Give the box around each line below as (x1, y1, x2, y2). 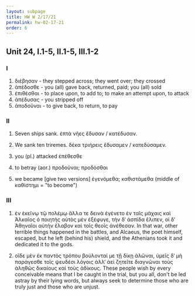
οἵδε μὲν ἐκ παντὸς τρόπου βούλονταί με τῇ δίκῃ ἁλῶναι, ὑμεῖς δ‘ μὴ (14, 252, 183, 259)
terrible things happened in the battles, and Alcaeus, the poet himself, (14, 228, 183, 235)
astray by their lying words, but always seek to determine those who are (14, 277, 189, 284)
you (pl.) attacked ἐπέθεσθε (14, 153, 83, 160)
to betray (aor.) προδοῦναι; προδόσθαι (14, 164, 108, 171)
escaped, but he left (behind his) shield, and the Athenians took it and (14, 235, 183, 242)
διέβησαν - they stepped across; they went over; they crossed (14, 77, 166, 84)
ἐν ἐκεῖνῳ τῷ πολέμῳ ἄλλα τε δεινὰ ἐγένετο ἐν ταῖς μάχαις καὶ (14, 209, 171, 216)
